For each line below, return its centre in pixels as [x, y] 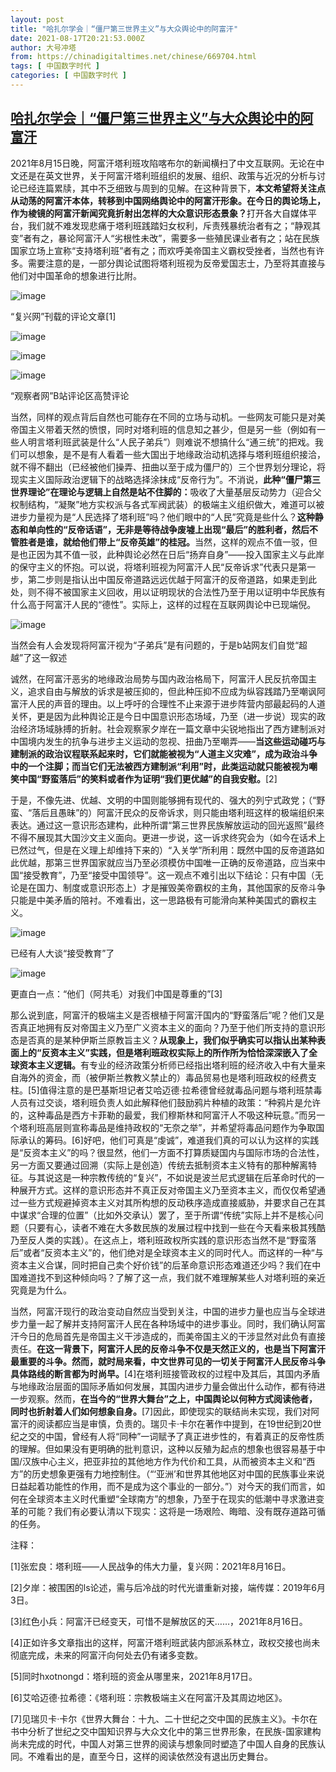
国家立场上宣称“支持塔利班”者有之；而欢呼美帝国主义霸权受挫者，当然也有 [163, 250]
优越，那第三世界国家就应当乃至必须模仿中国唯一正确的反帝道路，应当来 [167, 862]
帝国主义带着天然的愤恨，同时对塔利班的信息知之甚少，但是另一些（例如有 [163, 429]
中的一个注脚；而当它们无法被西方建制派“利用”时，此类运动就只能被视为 [160, 766]
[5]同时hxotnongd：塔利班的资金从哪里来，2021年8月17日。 [134, 1676]
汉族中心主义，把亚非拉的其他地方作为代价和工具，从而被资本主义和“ [164, 1461]
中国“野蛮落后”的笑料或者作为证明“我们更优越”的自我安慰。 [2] [148, 778]
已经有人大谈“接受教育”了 [62, 953]
